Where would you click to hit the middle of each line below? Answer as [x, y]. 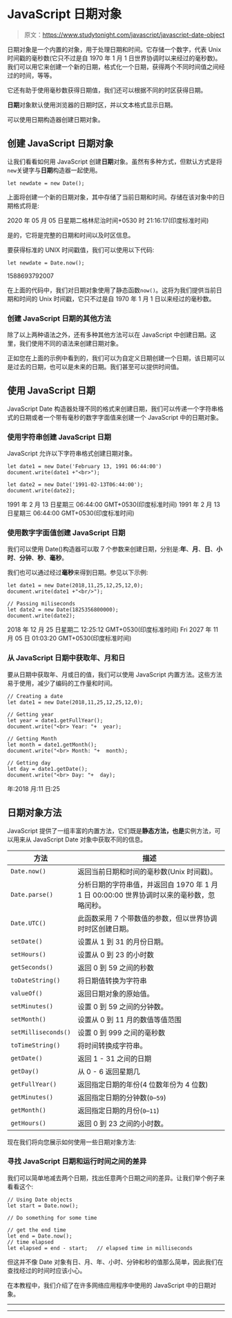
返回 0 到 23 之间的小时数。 [123, 1123]
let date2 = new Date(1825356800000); [63, 610]
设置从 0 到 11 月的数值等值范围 [129, 1019]
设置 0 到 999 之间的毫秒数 [122, 1033]
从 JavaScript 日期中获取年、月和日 [66, 658]
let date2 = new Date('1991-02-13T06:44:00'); [75, 485]
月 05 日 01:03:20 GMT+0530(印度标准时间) [69, 639]
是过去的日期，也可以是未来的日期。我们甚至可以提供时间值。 [95, 367]
